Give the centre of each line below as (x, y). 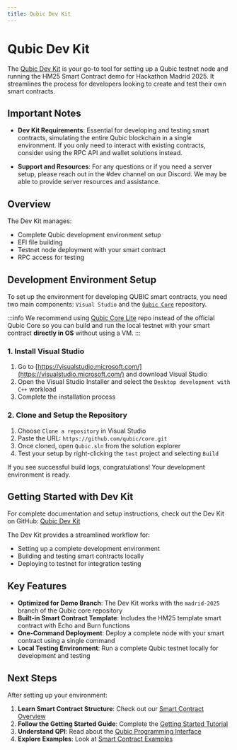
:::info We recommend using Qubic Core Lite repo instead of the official (111, 318)
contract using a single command (66, 641)
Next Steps (32, 678)
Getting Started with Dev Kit (70, 496)
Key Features (37, 586)
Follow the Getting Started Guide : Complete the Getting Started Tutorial (123, 724)
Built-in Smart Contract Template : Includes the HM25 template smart (119, 618)
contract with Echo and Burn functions (74, 626)
